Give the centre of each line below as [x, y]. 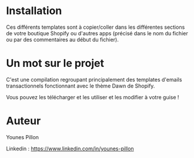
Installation [34, 11]
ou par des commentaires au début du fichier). [63, 39]
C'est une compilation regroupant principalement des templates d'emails [94, 79]
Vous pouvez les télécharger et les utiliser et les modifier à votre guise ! [93, 97]
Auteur [24, 121]
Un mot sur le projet [55, 63]
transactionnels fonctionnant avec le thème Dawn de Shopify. [81, 86]
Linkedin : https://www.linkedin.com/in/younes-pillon [70, 149]
